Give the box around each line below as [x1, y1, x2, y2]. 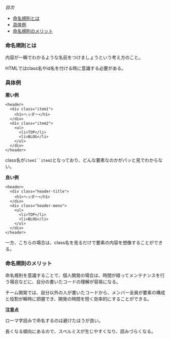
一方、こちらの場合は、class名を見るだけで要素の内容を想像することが [5, 239, 154, 245]
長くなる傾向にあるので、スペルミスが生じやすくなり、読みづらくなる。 [5, 328, 156, 334]
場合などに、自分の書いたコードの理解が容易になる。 [9, 278, 121, 285]
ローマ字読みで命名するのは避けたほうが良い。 [5, 317, 103, 323]
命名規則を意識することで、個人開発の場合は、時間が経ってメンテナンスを [5, 272, 161, 278]
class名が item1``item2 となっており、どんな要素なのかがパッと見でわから [5, 157, 158, 163]
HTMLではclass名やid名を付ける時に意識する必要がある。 [5, 65, 126, 71]
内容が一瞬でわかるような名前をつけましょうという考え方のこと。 [5, 54, 143, 61]
